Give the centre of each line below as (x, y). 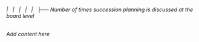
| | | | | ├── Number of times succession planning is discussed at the (100, 9)
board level (20, 15)
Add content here (28, 34)
